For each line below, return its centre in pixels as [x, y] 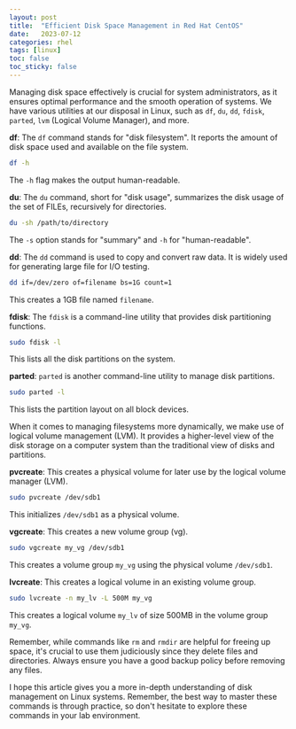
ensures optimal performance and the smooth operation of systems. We [140, 101]
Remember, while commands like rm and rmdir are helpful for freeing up [140, 641]
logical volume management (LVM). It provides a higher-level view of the [142, 436]
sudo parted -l [37, 392]
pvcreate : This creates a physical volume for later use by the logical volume [148, 472]
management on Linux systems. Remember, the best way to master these [143, 696]
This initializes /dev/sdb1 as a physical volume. [94, 515]
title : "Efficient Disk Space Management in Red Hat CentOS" [126, 26]
